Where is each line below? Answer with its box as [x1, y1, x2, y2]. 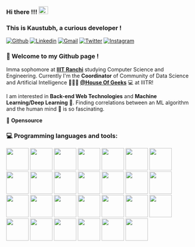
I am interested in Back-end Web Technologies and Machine [6, 92, 157, 99]
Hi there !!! [6, 8, 38, 16]
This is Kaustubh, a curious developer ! [6, 24, 122, 32]
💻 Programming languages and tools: [6, 132, 118, 140]
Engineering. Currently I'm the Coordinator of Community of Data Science [6, 72, 189, 79]
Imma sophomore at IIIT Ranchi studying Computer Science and [6, 65, 164, 73]
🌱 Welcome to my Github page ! [6, 52, 100, 61]
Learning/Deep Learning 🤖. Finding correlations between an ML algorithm [6, 99, 189, 106]
